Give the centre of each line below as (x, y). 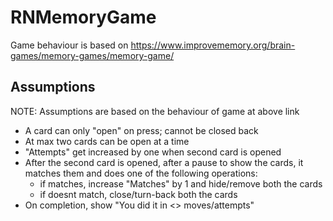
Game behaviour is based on (69, 45)
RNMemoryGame (83, 17)
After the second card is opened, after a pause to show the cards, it (164, 162)
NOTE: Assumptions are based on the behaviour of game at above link (155, 111)
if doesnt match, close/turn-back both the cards (138, 194)
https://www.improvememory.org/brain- (213, 45)
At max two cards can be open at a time (107, 141)
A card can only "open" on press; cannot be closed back (141, 130)
